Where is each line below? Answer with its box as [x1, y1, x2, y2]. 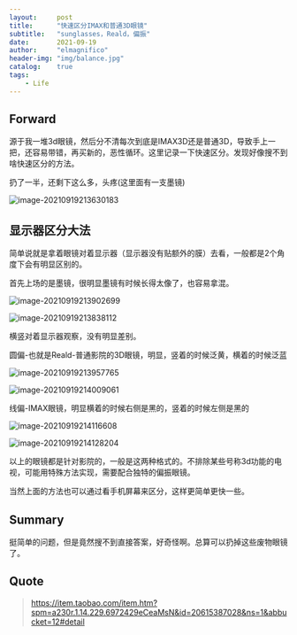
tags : [9, 71, 29, 80]
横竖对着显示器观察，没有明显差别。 [9, 331, 141, 342]
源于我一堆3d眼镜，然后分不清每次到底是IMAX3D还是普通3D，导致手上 [9, 136, 269, 147]
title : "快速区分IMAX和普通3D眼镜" [9, 21, 148, 30]
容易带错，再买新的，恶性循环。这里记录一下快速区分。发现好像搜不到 [32, 147, 288, 158]
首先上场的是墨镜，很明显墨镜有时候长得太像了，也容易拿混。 [9, 278, 234, 289]
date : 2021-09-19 [9, 37, 97, 47]
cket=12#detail [30, 616, 86, 627]
